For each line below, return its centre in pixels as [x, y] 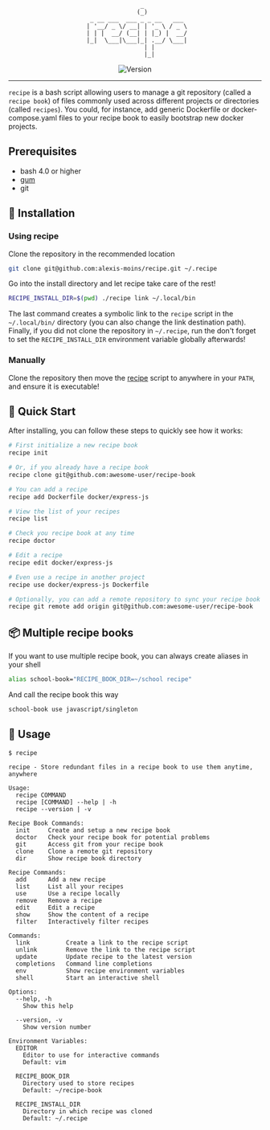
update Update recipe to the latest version [104, 957]
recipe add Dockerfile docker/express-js [79, 497]
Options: [23, 992]
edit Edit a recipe [55, 908]
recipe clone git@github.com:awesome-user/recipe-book [102, 475]
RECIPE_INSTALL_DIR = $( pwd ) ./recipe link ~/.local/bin [102, 299]
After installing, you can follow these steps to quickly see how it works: [126, 430]
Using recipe [34, 236]
